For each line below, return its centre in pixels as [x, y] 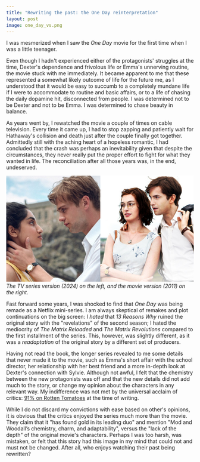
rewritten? [18, 454]
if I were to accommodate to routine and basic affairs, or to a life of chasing [98, 93]
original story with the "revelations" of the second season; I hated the [91, 323]
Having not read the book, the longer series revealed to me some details [95, 353]
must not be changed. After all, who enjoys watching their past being [91, 447]
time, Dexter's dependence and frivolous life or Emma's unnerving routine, [98, 67]
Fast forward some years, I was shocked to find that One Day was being [95, 304]
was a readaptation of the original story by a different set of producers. [93, 342]
